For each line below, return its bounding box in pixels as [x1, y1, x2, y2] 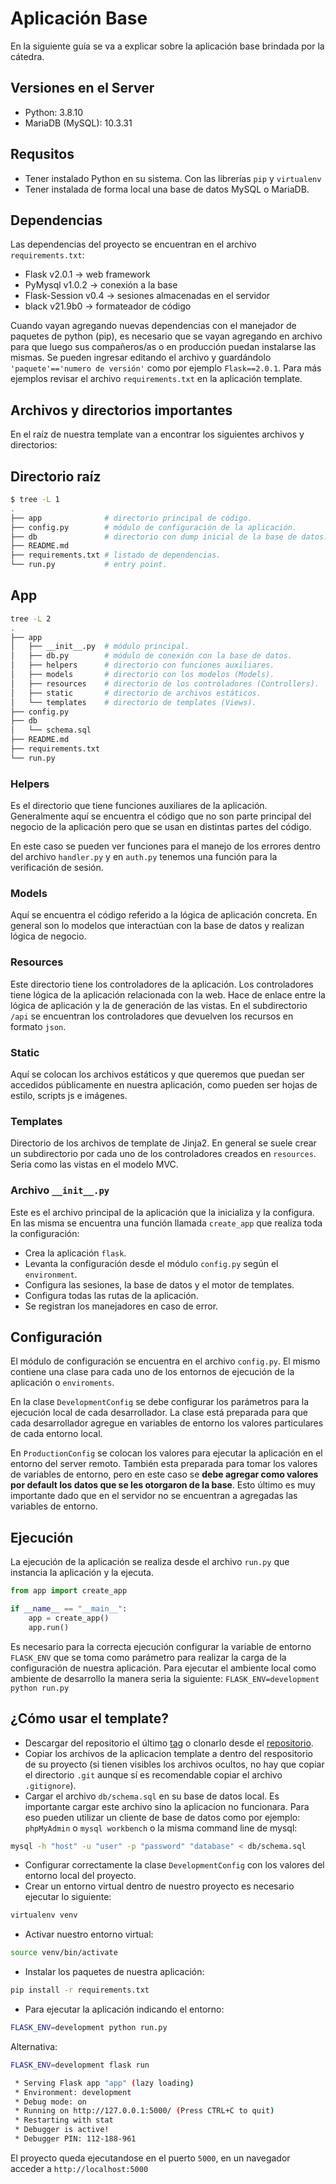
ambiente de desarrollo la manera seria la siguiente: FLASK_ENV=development [10, 1672, 320, 1684]
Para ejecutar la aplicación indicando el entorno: [24, 2003, 225, 2016]
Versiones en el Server [10, 80, 155, 97]
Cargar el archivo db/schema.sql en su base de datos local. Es [24, 1790, 280, 1802]
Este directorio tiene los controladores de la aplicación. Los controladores [10, 978, 314, 990]
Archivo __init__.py [10, 1183, 110, 1197]
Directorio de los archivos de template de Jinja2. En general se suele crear [10, 1137, 317, 1149]
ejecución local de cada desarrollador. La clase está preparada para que [10, 1407, 308, 1419]
